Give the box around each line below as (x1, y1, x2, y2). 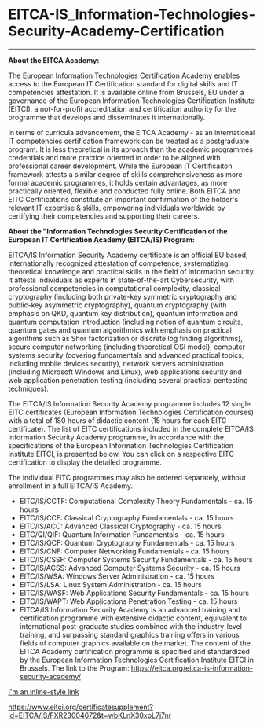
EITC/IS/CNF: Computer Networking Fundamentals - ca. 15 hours (19, 546, 230, 556)
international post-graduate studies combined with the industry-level (19, 621, 242, 631)
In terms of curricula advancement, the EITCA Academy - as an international (8, 127, 255, 137)
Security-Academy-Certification (8, 22, 225, 40)
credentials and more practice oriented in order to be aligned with (8, 153, 222, 162)
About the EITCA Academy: (8, 55, 100, 64)
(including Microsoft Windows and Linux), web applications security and (8, 367, 242, 377)
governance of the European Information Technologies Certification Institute (8, 96, 255, 105)
